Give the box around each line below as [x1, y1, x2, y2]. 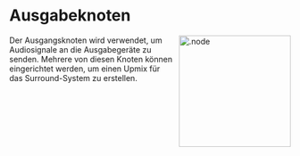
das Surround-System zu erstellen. [9, 72, 138, 83]
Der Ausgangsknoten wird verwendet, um [9, 35, 162, 45]
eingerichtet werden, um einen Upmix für [9, 63, 161, 74]
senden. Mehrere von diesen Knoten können [9, 53, 172, 64]
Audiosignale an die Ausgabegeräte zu [9, 44, 152, 54]
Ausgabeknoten [9, 5, 131, 26]
